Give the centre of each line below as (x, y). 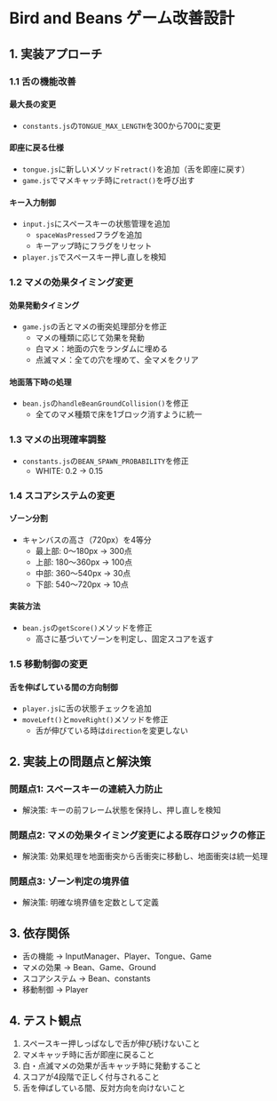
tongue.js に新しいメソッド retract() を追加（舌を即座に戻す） (136, 169)
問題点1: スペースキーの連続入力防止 (86, 789)
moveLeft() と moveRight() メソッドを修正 (95, 719)
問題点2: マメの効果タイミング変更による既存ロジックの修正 (137, 835)
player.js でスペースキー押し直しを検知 (94, 257)
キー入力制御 (32, 202)
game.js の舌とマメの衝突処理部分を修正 (94, 326)
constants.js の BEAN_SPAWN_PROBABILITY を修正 (105, 461)
